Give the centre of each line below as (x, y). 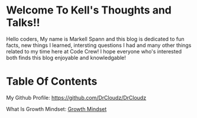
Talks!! (23, 23)
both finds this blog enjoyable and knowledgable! (66, 58)
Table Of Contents (52, 81)
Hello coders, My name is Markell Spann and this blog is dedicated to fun (95, 39)
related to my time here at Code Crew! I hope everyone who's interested (94, 51)
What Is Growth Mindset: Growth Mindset (56, 109)
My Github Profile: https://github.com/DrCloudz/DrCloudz (76, 97)
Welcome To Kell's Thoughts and (89, 10)
